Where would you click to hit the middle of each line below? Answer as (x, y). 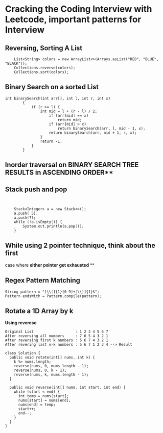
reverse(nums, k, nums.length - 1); (51, 375)
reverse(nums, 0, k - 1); (40, 370)
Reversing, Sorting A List (44, 48)
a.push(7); (25, 218)
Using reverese (21, 323)
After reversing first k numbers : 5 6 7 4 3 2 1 (57, 340)
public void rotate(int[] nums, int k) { (52, 357)
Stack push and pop (36, 189)
